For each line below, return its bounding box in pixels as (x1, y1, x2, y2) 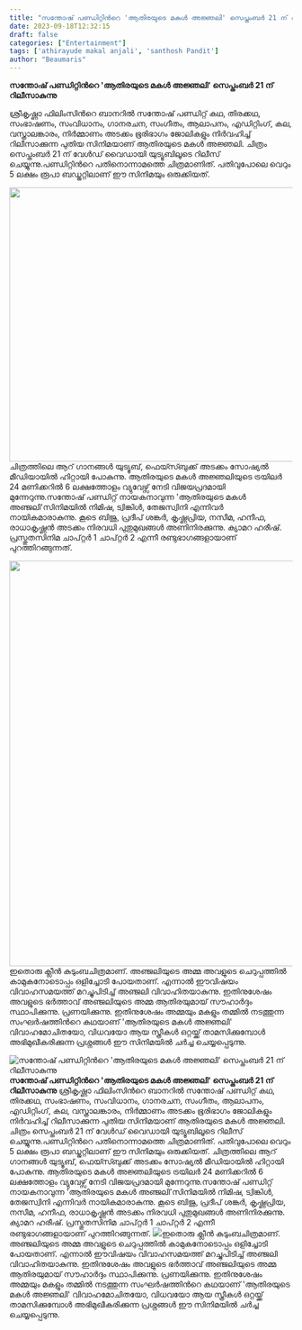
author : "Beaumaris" (9, 55, 87, 64)
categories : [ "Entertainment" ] (9, 38, 127, 48)
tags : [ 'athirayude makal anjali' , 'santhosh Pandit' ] (9, 47, 219, 56)
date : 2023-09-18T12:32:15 (9, 22, 111, 31)
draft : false (9, 30, 58, 39)
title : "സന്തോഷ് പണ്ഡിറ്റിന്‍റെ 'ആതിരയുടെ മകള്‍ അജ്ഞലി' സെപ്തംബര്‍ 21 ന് (9, 13, 288, 23)
